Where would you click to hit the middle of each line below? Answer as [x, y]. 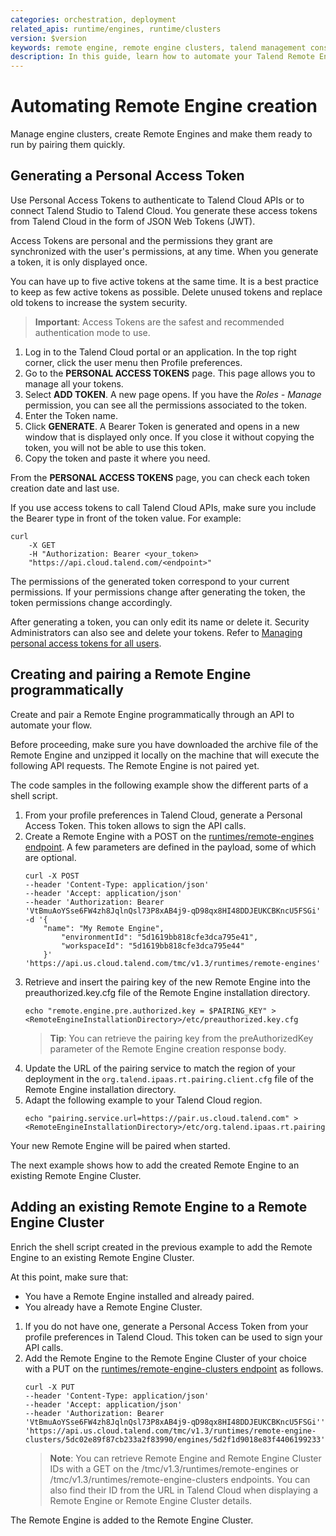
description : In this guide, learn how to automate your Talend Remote [162, 57]
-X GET [42, 545]
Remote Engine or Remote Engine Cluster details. [151, 1500]
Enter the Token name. [71, 415]
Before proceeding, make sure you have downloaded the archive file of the [164, 744]
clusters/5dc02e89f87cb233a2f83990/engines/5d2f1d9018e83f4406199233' [175, 1439]
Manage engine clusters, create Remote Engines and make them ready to [161, 134]
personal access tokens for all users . [86, 643]
